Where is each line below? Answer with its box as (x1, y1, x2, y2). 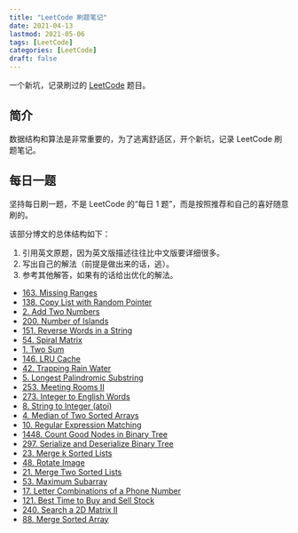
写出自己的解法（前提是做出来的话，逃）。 (21, 259, 175, 269)
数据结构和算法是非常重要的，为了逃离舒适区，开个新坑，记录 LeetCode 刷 (9, 133, 283, 144)
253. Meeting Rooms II (21, 381, 105, 392)
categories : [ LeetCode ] (9, 46, 98, 55)
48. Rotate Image (21, 457, 86, 467)
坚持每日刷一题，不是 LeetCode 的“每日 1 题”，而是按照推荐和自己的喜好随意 (9, 198, 289, 209)
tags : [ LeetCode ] (9, 37, 74, 47)
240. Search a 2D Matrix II (21, 504, 118, 515)
